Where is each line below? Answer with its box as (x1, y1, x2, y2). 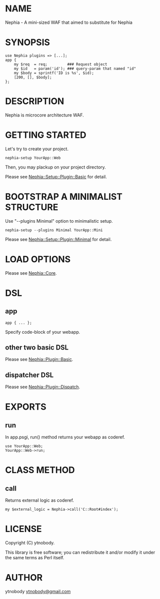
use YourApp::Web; (5, 444, 43, 449)
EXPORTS (5, 401, 47, 413)
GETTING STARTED (5, 129, 87, 140)
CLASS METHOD (5, 465, 75, 476)
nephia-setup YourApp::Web (5, 155, 61, 160)
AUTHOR (5, 572, 43, 583)
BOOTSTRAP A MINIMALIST (5, 191, 123, 202)
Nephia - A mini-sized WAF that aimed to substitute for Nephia (5, 19, 133, 25)
